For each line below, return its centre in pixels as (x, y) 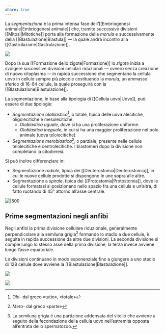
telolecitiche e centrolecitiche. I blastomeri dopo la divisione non (77, 146)
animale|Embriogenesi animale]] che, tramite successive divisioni (71, 29)
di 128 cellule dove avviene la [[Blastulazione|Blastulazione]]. (67, 264)
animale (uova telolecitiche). (48, 135)
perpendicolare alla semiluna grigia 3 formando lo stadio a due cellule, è (77, 233)
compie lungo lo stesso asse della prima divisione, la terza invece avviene (80, 244)
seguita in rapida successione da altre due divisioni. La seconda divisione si (82, 239)
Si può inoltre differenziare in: (35, 161)
